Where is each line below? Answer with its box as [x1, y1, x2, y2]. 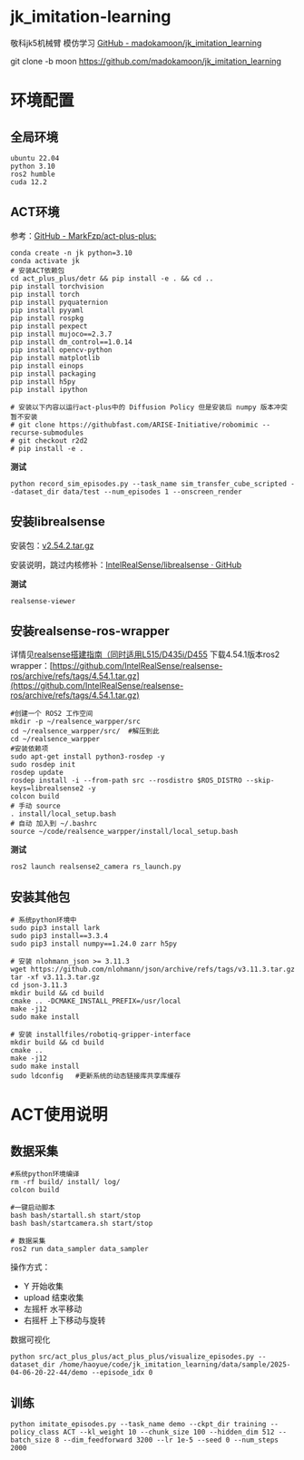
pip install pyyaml [10, 306, 84, 315]
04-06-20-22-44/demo [10, 1368, 89, 1377]
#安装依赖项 [10, 744, 49, 754]
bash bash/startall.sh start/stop [10, 1211, 142, 1220]
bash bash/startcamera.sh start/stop [10, 1219, 153, 1229]
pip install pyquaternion [10, 298, 108, 307]
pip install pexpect [10, 321, 89, 330]
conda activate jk [10, 256, 80, 265]
